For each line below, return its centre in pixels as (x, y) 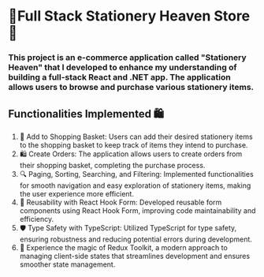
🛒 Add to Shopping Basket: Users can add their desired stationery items (136, 137)
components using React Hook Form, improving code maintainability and (138, 210)
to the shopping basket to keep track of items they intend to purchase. (134, 144)
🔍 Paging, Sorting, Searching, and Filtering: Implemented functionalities (136, 174)
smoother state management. (67, 264)
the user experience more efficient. (76, 193)
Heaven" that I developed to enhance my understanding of (123, 68)
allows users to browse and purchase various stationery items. (131, 88)
